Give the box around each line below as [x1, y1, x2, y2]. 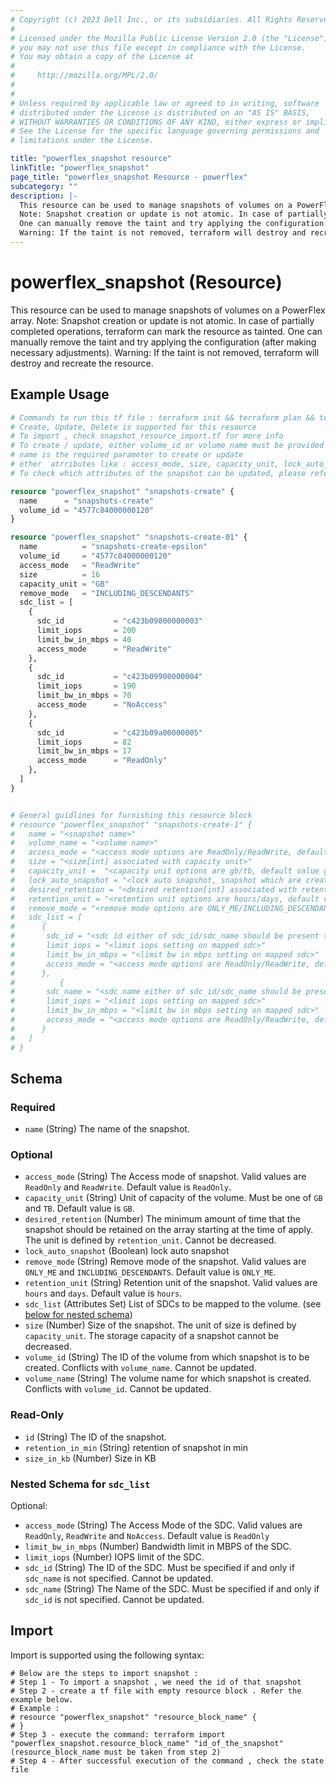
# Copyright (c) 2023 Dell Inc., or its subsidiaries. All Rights [10, 14, 293, 25]
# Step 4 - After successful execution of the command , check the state [10, 1756, 325, 1766]
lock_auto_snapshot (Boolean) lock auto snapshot [24, 1245, 230, 1257]
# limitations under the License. [10, 136, 155, 146]
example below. [10, 1694, 74, 1705]
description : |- [10, 191, 78, 201]
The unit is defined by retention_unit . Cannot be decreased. [24, 1234, 277, 1246]
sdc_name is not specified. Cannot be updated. [24, 1572, 214, 1585]
